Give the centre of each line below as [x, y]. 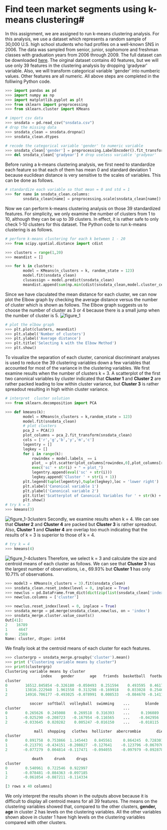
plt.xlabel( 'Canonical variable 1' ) [61, 486]
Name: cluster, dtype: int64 [35, 639]
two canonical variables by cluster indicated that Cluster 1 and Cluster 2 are [83, 379]
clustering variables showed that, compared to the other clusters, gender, [81, 807]
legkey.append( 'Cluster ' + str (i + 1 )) [74, 477]
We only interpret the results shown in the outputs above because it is [77, 796]
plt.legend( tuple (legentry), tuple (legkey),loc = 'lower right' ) [91, 481]
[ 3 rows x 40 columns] [29, 787]
